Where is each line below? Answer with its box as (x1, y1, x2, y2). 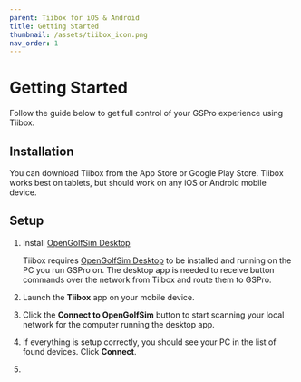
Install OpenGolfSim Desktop (22, 237, 131, 248)
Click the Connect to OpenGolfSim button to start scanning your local (22, 309, 285, 320)
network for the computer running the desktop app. (22, 318, 215, 329)
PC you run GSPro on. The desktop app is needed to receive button (22, 264, 275, 275)
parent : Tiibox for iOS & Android (9, 13, 141, 23)
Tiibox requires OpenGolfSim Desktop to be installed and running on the (22, 255, 292, 266)
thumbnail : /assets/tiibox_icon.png (9, 30, 148, 39)
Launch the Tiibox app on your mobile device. (22, 291, 195, 302)
